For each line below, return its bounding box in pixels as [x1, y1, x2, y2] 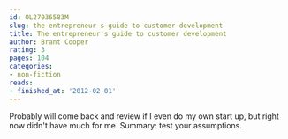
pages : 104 [9, 54, 49, 62]
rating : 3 [9, 46, 46, 55]
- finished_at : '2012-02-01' [9, 86, 117, 95]
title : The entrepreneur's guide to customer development [9, 29, 227, 38]
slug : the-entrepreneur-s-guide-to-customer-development [9, 21, 224, 30]
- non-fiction [9, 70, 62, 79]
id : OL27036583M [9, 12, 69, 22]
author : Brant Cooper [9, 37, 89, 47]
